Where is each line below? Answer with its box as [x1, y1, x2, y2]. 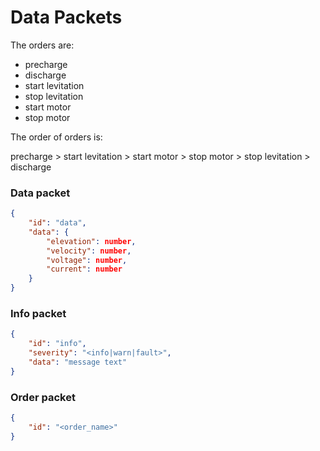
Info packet [10, 307, 67, 321]
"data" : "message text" [28, 357, 128, 368]
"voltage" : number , [46, 255, 128, 265]
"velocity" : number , [46, 246, 132, 256]
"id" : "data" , [28, 218, 87, 228]
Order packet [10, 390, 76, 404]
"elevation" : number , [46, 236, 137, 246]
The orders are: [10, 39, 75, 51]
